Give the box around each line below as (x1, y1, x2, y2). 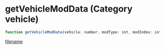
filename (5, 38, 23, 44)
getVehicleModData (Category (5, 3, 133, 15)
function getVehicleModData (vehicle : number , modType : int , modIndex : (5, 30, 153, 34)
